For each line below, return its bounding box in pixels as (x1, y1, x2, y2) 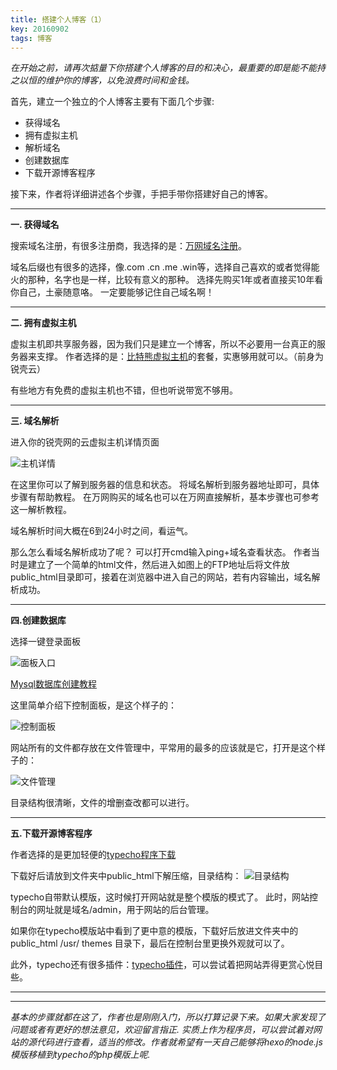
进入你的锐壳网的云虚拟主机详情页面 (10, 436, 160, 448)
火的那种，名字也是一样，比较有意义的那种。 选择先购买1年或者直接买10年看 (10, 274, 324, 286)
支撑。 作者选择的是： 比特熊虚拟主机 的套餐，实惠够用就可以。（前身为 (36, 351, 324, 363)
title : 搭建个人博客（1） (10, 14, 107, 25)
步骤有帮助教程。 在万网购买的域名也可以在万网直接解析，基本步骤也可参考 (10, 491, 320, 503)
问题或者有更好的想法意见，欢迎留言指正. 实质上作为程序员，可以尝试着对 (10, 1024, 313, 1036)
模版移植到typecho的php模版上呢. (10, 1049, 151, 1061)
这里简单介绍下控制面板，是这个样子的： (10, 699, 177, 711)
